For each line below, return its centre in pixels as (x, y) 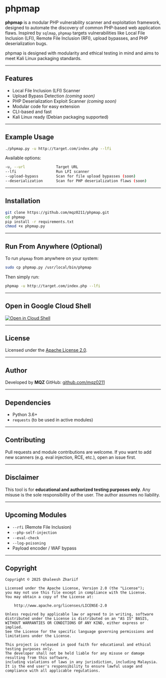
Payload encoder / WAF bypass (44, 548)
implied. (14, 627)
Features (19, 79)
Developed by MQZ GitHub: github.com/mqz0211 (55, 382)
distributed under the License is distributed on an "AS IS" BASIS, (77, 619)
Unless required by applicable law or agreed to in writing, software (79, 615)
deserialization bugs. (26, 43)
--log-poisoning (29, 543)
